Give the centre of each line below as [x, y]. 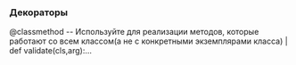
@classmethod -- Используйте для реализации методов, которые [134, 32]
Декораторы [39, 12]
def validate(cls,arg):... [50, 51]
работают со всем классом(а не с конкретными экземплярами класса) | [148, 41]
